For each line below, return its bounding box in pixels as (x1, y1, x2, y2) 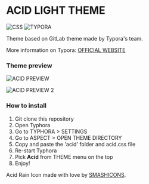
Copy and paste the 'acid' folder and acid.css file (14, 140, 136, 148)
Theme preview (6, 61, 52, 69)
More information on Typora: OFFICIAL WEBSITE (6, 46, 126, 54)
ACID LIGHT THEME (6, 4, 105, 17)
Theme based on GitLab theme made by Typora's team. (6, 35, 143, 42)
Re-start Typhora (14, 147, 57, 154)
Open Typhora (14, 121, 51, 128)
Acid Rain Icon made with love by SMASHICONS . (6, 171, 126, 178)
